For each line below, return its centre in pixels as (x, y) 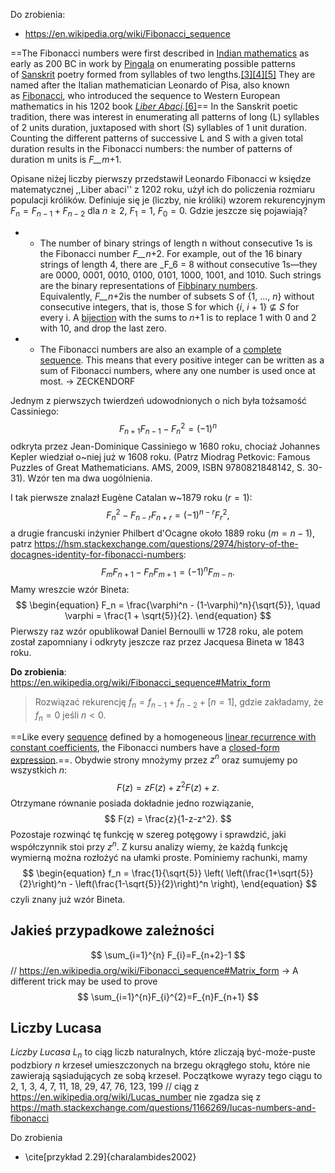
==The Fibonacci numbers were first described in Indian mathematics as (160, 53)
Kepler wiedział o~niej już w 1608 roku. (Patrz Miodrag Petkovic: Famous (160, 457)
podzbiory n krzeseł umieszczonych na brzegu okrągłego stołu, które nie (160, 1065)
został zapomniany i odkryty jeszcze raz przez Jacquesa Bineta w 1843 (157, 642)
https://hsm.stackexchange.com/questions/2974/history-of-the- (166, 543)
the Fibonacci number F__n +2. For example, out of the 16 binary (171, 253)
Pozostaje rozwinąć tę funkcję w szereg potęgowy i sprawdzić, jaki (148, 835)
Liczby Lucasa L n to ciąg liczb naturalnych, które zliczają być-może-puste (163, 1053)
